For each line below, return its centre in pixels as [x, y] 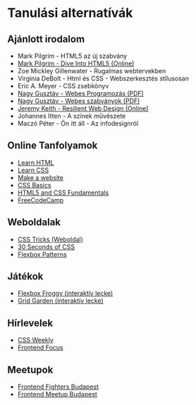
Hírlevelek [30, 323]
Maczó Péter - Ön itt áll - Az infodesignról [78, 123]
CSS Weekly [36, 340]
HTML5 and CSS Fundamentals [63, 193]
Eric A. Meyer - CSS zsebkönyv [63, 86]
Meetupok [30, 369]
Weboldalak [34, 223]
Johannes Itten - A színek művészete [72, 116]
